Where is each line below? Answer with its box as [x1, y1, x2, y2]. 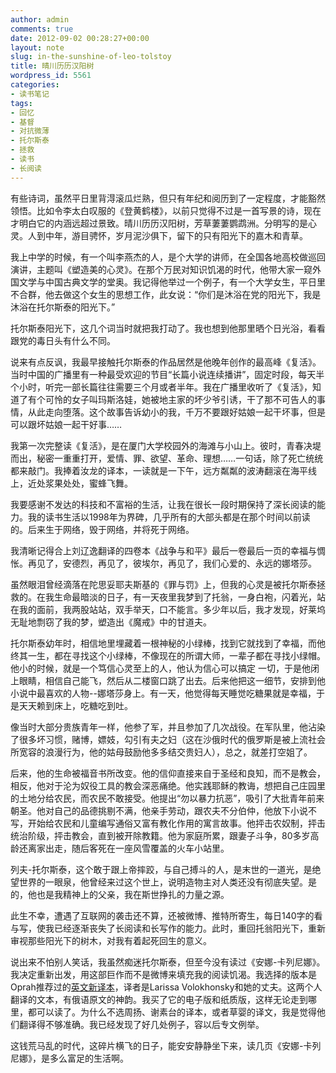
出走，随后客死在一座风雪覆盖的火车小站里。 [44, 842, 230, 854]
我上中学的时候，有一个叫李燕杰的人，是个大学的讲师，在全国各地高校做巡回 [10, 251, 326, 263]
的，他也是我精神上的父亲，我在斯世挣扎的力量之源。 [10, 888, 230, 900]
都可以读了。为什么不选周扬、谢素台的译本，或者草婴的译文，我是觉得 [27, 1006, 317, 1018]
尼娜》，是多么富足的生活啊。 [10, 1052, 129, 1064]
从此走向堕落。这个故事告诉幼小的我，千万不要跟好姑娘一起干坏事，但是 [27, 406, 326, 418]
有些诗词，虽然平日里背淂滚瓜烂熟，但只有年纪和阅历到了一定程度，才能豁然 [10, 192, 326, 204]
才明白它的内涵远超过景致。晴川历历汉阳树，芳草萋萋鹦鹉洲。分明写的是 [10, 217, 308, 229]
